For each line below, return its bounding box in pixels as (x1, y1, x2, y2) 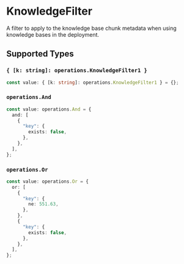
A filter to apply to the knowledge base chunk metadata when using (6, 24, 177, 32)
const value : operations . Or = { (6, 178, 89, 185)
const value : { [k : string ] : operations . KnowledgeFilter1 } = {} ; (6, 79, 179, 86)
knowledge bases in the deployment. (6, 31, 100, 38)
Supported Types (6, 49, 75, 59)
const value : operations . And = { (6, 106, 92, 112)
